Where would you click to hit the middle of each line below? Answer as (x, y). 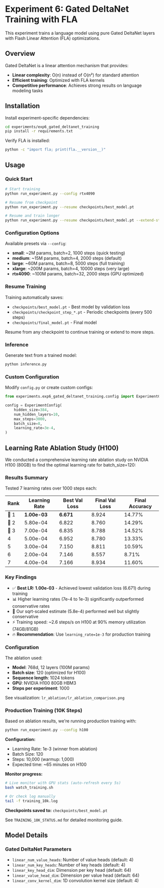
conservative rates (31, 606)
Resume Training (26, 287)
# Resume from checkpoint (31, 202)
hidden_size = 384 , (31, 410)
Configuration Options (32, 233)
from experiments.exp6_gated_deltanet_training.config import (70, 396)
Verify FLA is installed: (28, 141)
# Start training (23, 189)
